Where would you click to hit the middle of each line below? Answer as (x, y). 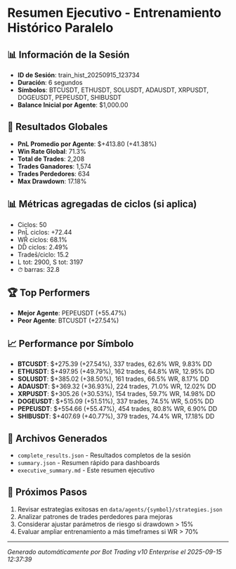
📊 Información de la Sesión (68, 54)
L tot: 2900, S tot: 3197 (50, 262)
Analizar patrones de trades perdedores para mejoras (95, 516)
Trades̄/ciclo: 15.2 (43, 254)
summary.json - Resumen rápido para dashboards (88, 463)
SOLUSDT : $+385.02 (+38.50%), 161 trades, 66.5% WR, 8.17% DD (113, 379)
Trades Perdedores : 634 (53, 174)
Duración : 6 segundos (50, 83)
